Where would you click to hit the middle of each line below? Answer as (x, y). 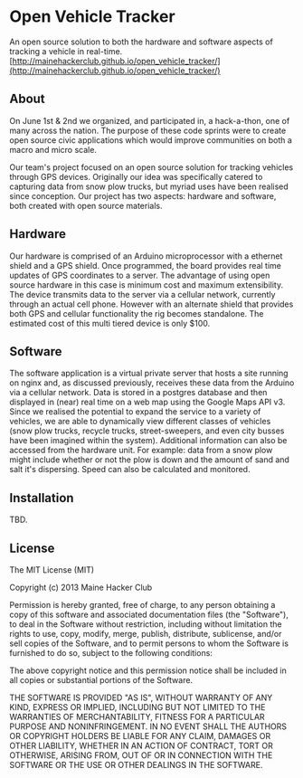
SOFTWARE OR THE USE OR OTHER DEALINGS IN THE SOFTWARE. (136, 765)
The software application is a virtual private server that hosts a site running (149, 374)
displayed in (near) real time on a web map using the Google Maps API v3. (147, 402)
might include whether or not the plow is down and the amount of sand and (149, 460)
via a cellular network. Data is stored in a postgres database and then (138, 393)
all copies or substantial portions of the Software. (101, 680)
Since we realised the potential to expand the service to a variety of (135, 412)
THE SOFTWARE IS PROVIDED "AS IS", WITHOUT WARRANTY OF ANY (141, 697)
